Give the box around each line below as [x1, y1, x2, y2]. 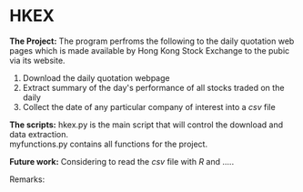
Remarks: [9, 174, 45, 185]
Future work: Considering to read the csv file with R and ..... [9, 156, 235, 167]
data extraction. [9, 128, 69, 139]
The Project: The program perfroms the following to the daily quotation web [9, 35, 295, 46]
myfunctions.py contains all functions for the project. [9, 138, 207, 149]
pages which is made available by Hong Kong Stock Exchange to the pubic [9, 45, 290, 56]
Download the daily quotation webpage [22, 72, 170, 83]
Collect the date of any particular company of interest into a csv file [22, 101, 276, 112]
